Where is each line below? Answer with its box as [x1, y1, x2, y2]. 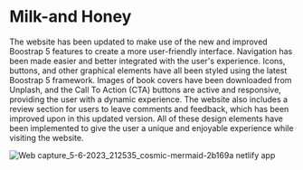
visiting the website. [9, 132, 84, 143]
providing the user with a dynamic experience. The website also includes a [9, 93, 288, 105]
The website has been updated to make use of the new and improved [9, 36, 269, 47]
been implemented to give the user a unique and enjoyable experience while [9, 122, 294, 133]
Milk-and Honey [9, 6, 132, 27]
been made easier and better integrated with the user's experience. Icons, [9, 55, 286, 66]
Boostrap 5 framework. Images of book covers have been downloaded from [9, 74, 292, 85]
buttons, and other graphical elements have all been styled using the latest [9, 65, 288, 76]
